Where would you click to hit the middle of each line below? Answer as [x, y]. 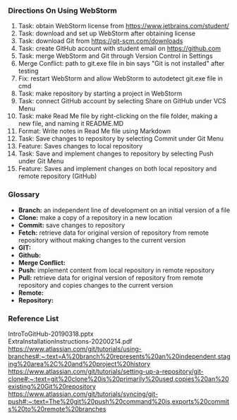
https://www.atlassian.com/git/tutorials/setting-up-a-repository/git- [106, 371]
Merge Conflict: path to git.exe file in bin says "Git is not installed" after [121, 64]
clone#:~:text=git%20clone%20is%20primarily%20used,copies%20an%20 [119, 379]
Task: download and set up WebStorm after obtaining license [107, 33]
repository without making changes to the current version [102, 240]
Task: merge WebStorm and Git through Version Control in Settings [116, 56]
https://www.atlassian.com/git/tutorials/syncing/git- [83, 394]
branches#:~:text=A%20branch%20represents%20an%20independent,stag [119, 356]
